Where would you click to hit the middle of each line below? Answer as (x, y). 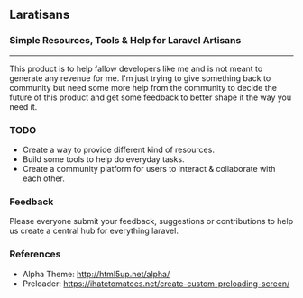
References (35, 254)
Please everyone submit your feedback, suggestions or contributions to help (151, 221)
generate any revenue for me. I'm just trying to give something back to (140, 78)
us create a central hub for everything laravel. (94, 231)
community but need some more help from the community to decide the (143, 87)
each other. (44, 178)
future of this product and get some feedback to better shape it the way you (150, 97)
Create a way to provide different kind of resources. (118, 149)
